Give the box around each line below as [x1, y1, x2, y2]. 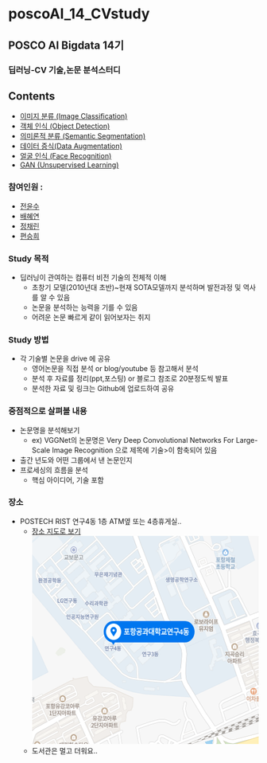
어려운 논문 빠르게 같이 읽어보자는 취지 [31, 312, 151, 322]
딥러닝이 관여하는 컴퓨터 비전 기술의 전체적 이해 [19, 272, 167, 282]
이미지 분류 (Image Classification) [19, 112, 128, 121]
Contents [8, 89, 56, 103]
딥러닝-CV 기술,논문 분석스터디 [8, 65, 121, 76]
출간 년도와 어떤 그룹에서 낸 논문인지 [19, 455, 133, 464]
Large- [235, 435, 258, 444]
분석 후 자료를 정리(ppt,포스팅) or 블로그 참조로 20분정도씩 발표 [31, 374, 229, 383]
